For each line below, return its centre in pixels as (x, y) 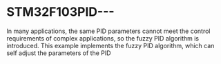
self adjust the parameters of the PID (59, 53)
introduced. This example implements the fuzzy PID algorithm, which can (110, 45)
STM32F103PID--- (60, 12)
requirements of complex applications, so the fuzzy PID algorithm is (103, 38)
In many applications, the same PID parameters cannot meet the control (108, 31)
